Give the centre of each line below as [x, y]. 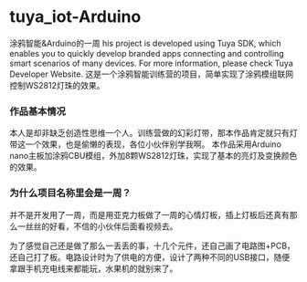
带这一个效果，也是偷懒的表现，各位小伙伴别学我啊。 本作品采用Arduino [145, 144]
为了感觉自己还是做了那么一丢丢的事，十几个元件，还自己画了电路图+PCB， [152, 245]
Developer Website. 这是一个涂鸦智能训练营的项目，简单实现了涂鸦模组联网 [152, 74]
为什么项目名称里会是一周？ [70, 193]
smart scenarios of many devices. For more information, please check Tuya [152, 63]
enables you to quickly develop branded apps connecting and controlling [147, 53]
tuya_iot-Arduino [75, 17]
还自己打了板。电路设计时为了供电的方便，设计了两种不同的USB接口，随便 [150, 256]
